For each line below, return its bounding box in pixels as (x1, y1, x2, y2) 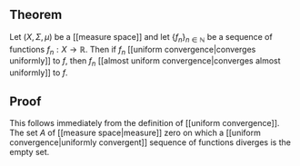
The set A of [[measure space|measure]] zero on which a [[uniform (9, 127, 261, 139)
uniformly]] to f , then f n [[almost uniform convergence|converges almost (9, 55, 281, 69)
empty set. (9, 147, 50, 158)
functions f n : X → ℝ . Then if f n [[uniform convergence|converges (9, 44, 256, 57)
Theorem (9, 7, 63, 23)
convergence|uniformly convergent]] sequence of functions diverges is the (9, 137, 291, 148)
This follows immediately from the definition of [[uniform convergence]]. (9, 118, 280, 129)
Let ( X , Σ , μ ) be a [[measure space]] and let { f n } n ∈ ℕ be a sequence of (9, 31, 273, 44)
